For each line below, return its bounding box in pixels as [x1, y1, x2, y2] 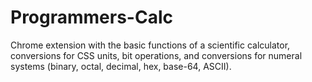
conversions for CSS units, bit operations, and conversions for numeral [10, 49, 303, 61]
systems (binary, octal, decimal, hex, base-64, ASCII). [10, 60, 232, 72]
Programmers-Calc [10, 6, 173, 29]
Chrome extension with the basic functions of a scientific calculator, [10, 39, 291, 51]
